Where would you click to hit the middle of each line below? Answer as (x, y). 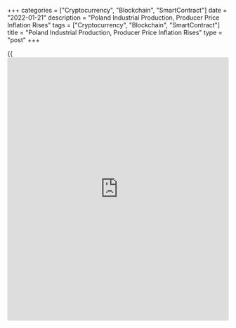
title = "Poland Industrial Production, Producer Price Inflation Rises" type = (115, 32)
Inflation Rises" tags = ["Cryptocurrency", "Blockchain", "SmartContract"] (113, 25)
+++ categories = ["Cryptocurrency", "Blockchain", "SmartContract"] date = (117, 10)
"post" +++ (24, 40)
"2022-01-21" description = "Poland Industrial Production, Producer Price (113, 18)
